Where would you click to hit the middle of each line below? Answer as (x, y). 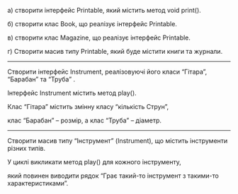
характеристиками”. (38, 183)
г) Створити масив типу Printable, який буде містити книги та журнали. (115, 51)
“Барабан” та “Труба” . (41, 79)
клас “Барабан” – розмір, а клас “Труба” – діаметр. (84, 120)
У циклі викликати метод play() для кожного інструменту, (95, 162)
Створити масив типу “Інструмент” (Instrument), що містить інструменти (118, 141)
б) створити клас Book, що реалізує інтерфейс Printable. (92, 24)
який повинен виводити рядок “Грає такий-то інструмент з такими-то (113, 176)
